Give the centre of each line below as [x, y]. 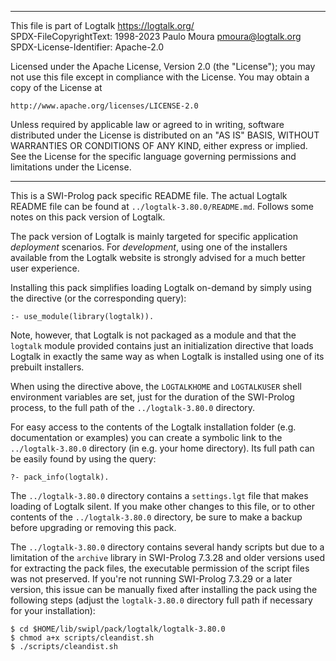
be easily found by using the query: [83, 459]
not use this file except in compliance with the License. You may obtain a [160, 77]
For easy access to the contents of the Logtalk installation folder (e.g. [153, 427]
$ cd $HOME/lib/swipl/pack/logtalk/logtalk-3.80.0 [118, 629]
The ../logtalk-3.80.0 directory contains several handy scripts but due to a [167, 547]
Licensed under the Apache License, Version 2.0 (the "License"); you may [163, 66]
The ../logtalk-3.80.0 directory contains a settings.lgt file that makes [159, 495]
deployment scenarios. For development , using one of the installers [149, 247]
